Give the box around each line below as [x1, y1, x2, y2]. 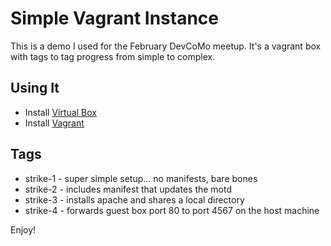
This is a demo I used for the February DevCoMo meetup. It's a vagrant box [10, 40, 322, 52]
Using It [10, 80, 60, 97]
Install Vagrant [24, 117, 85, 129]
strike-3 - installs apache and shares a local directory [24, 193, 245, 206]
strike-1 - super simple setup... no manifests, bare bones [24, 172, 258, 184]
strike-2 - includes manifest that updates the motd [24, 183, 233, 195]
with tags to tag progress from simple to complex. [10, 50, 216, 62]
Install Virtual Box [24, 106, 97, 118]
